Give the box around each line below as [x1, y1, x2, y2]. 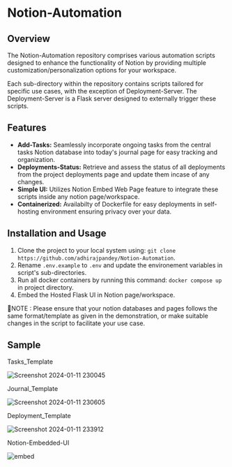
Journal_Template [7, 385, 59, 393]
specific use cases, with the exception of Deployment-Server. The [7, 87, 197, 95]
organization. [17, 155, 56, 163]
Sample [7, 339, 41, 351]
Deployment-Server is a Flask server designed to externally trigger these [7, 94, 217, 103]
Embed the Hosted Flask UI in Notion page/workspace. [17, 290, 176, 299]
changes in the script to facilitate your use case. [7, 319, 145, 327]
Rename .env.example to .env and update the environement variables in [17, 260, 223, 269]
